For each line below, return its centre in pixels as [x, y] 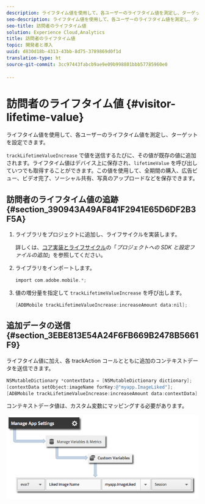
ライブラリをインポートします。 [55, 268]
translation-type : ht [34, 58]
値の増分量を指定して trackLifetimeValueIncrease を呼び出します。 [100, 293]
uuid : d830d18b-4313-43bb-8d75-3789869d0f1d [64, 52]
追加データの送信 [38, 326]
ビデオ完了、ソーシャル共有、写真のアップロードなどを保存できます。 [110, 178]
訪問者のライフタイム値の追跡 [63, 199]
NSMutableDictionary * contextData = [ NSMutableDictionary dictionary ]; [99, 381]
